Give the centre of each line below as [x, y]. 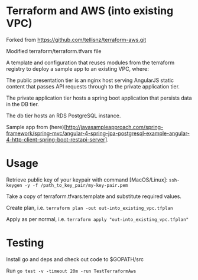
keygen [14, 185]
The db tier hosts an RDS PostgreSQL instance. [64, 116]
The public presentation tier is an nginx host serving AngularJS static [90, 80]
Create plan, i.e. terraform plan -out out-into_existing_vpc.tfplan [90, 207]
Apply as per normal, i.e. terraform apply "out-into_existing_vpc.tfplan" [98, 219]
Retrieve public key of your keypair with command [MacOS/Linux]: [87, 179]
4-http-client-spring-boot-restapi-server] [57, 139]
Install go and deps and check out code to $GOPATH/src [75, 259]
